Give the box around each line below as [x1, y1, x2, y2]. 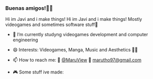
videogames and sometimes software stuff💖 [5, 21, 98, 28]
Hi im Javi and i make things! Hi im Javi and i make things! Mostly [5, 16, 142, 22]
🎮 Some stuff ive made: [12, 69, 64, 75]
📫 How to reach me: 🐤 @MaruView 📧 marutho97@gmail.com [12, 57, 142, 63]
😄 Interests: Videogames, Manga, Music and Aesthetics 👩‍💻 [12, 47, 138, 53]
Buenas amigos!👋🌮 [5, 5, 53, 12]
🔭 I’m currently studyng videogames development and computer [12, 32, 148, 38]
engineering [12, 37, 38, 43]
